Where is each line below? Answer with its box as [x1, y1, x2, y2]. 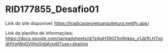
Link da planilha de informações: [5, 30, 74, 36]
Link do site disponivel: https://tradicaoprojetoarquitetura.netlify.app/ [5, 20, 149, 26]
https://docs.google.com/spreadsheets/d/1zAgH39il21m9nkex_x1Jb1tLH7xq [5, 35, 163, 41]
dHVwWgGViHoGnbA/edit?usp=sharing [5, 40, 88, 46]
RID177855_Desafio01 [5, 4, 99, 15]
